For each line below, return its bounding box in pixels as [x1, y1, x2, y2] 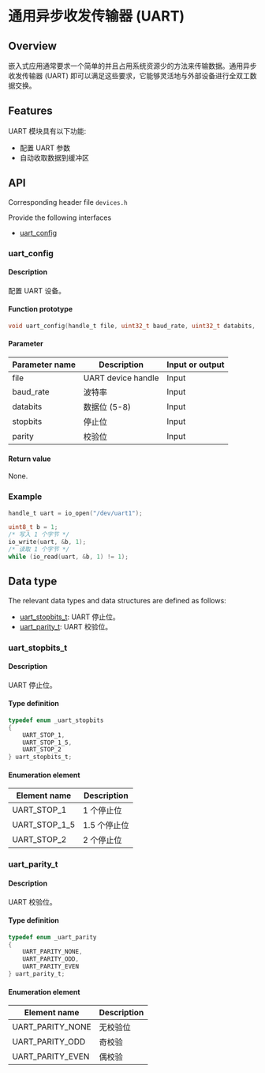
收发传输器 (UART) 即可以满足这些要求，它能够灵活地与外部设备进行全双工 [8, 71, 250, 80]
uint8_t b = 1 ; [8, 523, 58, 531]
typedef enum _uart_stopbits [8, 716, 104, 724]
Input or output [166, 359, 225, 370]
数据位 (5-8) [83, 402, 132, 413]
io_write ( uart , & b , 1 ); [8, 538, 87, 546]
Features [8, 104, 53, 118]
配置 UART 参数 [19, 143, 71, 153]
